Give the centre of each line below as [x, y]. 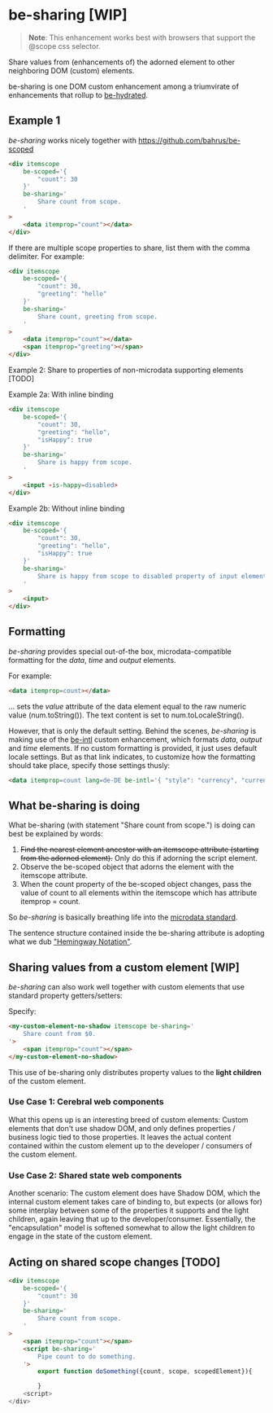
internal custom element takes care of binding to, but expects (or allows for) [135, 1202]
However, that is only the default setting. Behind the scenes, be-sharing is [132, 731]
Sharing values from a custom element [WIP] [124, 967]
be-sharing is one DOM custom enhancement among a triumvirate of [124, 86]
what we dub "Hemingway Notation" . [70, 941]
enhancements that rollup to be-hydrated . [78, 94]
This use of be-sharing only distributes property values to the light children [135, 1072]
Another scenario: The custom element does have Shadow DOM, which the [134, 1193]
